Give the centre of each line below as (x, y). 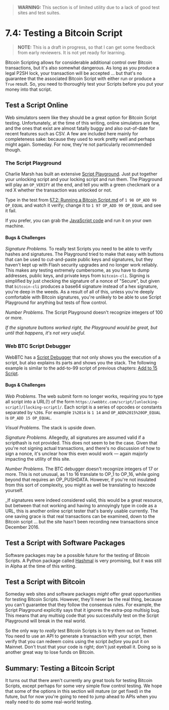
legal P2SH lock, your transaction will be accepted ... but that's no (74, 73)
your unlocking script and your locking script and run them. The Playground (84, 179)
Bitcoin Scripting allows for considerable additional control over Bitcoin (79, 62)
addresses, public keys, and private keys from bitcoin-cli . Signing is (77, 276)
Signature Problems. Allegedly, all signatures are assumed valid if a (75, 437)
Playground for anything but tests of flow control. (56, 303)
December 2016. (22, 527)
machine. (15, 226)
